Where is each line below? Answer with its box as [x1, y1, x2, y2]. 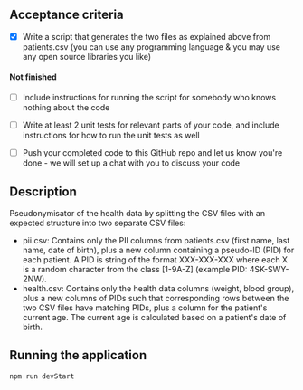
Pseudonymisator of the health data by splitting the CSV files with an [9, 208, 265, 219]
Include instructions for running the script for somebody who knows [22, 92, 277, 103]
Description [9, 184, 77, 199]
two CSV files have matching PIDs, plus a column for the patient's [22, 302, 268, 313]
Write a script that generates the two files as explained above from [22, 31, 271, 42]
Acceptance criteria [9, 7, 124, 23]
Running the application [9, 347, 147, 363]
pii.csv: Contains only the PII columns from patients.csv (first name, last [22, 235, 290, 246]
